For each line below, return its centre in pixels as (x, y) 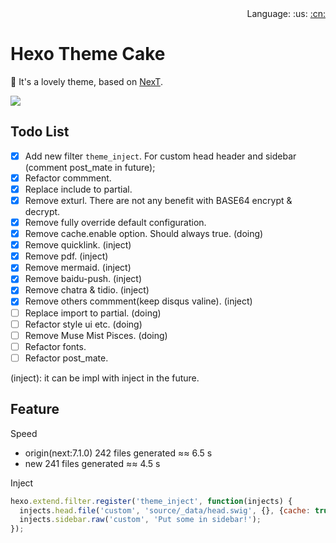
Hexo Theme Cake (88, 54)
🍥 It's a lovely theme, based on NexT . (86, 81)
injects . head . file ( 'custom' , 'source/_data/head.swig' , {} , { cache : (165, 510)
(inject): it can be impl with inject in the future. (105, 378)
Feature (35, 409)
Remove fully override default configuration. (115, 222)
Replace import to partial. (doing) (93, 313)
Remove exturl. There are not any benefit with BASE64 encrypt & (158, 200)
